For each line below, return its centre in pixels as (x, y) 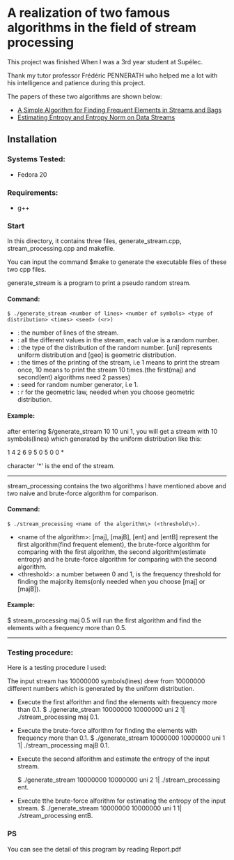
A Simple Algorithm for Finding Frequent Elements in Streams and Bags (119, 110)
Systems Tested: (37, 159)
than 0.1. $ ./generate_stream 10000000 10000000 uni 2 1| (101, 710)
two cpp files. (27, 270)
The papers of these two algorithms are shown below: (85, 96)
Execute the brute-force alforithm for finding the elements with (107, 731)
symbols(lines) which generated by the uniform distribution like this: (104, 439)
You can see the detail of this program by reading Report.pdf (94, 849)
